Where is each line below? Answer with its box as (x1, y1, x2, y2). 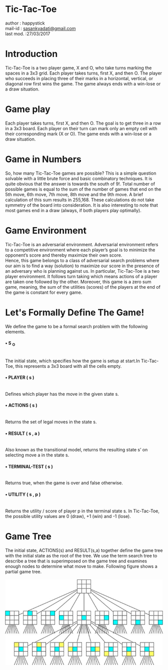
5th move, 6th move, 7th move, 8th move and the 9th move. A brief (5, 191, 143, 197)
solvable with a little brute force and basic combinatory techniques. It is (5, 175, 152, 181)
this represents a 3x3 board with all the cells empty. (15, 363, 122, 369)
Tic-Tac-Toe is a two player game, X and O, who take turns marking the (5, 65, 152, 71)
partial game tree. (5, 568, 42, 574)
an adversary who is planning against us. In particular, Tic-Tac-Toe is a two (5, 268, 160, 274)
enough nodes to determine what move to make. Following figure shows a (5, 563, 157, 569)
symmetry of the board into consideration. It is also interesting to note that (5, 202, 158, 208)
